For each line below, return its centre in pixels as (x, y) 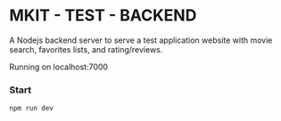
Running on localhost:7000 (59, 67)
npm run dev (31, 109)
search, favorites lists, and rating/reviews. (86, 49)
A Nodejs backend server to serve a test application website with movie (141, 40)
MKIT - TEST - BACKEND (103, 16)
